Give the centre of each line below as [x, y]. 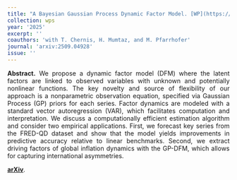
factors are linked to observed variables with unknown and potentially [119, 80]
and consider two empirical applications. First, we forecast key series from [119, 126]
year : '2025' [26, 27]
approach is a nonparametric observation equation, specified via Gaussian [119, 95]
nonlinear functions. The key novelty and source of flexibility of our [119, 88]
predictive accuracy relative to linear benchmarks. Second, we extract [119, 140]
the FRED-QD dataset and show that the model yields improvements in [119, 133]
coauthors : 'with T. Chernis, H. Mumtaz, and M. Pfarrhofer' [99, 40]
